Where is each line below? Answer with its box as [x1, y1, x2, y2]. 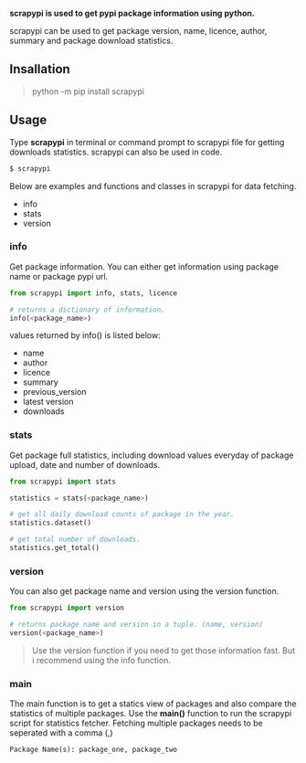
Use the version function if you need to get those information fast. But [31, 644, 295, 656]
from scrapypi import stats [9, 477, 117, 486]
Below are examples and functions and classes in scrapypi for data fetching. [9, 180, 297, 191]
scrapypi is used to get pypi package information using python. [9, 8, 256, 18]
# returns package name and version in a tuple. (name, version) [9, 620, 263, 630]
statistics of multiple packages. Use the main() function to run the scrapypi [9, 708, 292, 719]
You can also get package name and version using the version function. [9, 586, 280, 597]
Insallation [9, 61, 70, 77]
